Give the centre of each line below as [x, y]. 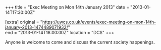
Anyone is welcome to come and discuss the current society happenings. [80, 42]
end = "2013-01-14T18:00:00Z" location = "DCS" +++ [60, 32]
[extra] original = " [24, 22]
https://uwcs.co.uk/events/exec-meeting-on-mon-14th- [99, 22]
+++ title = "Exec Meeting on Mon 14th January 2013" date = [67, 7]
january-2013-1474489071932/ [37, 27]
